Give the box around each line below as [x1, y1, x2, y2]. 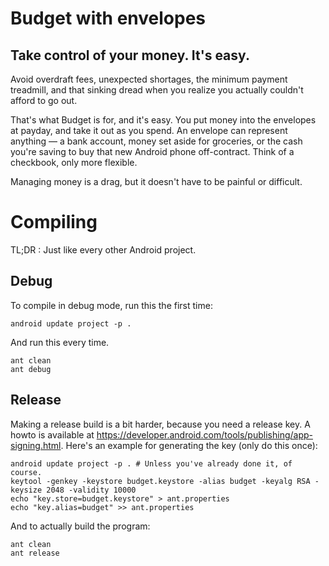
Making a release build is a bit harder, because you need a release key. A [10, 418, 311, 430]
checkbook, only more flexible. [10, 157, 138, 168]
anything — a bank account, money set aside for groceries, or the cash [10, 135, 303, 147]
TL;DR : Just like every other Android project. [10, 243, 197, 256]
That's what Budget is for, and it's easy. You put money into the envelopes [10, 114, 317, 126]
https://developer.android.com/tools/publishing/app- [96, 428, 313, 441]
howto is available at [10, 428, 95, 441]
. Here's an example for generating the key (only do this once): [60, 439, 318, 451]
